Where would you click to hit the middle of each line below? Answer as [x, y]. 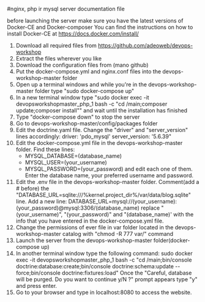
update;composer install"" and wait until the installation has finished [102, 110]
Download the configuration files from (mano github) [82, 65]
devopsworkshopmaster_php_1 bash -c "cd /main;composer [91, 104]
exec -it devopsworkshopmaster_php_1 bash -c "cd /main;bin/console [104, 260]
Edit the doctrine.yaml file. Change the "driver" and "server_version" [102, 130]
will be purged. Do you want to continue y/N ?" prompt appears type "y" [106, 279]
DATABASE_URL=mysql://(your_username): [122, 201]
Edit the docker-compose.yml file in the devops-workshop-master [99, 143]
